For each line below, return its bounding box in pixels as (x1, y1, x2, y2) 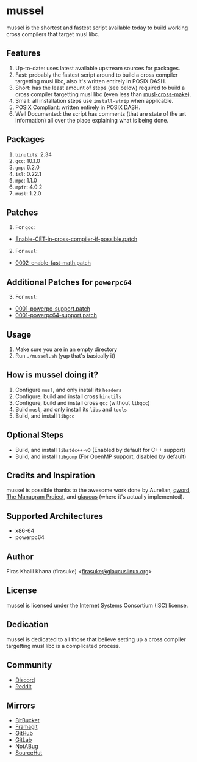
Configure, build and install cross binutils (15, 393, 122, 400)
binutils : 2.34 (15, 151, 52, 158)
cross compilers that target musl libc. (6, 30, 99, 37)
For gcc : (15, 224, 35, 231)
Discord (15, 676, 35, 684)
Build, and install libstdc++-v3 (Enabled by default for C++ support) (15, 446, 186, 453)
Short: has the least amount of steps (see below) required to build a (15, 84, 185, 91)
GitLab (15, 736, 32, 744)
